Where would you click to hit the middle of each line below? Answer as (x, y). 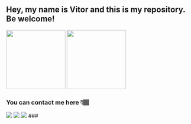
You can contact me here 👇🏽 (48, 102)
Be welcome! (30, 19)
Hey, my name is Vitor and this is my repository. (96, 10)
